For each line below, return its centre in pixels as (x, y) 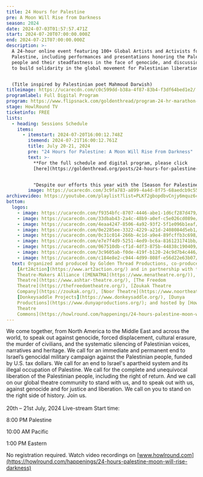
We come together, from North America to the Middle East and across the (98, 331)
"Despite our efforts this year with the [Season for (102, 185)
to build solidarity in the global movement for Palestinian (90, 68)
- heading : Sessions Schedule (50, 124)
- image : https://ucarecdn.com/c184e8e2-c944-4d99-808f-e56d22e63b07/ (108, 258)
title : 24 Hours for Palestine (46, 12)
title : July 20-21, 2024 (59, 146)
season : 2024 (23, 23)
